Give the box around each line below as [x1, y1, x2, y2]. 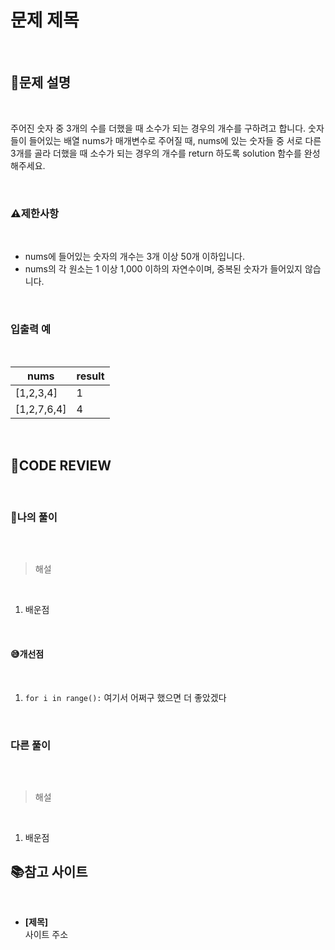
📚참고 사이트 [10, 864, 88, 881]
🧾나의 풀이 [10, 511, 58, 525]
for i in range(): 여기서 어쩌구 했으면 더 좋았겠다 [24, 691, 227, 703]
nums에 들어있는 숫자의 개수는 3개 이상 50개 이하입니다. [24, 251, 245, 263]
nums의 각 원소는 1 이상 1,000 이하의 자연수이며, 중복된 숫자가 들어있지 [24, 263, 303, 275]
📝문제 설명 [10, 74, 72, 91]
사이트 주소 [24, 928, 69, 940]
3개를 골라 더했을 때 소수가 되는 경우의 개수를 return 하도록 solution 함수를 [10, 147, 302, 159]
